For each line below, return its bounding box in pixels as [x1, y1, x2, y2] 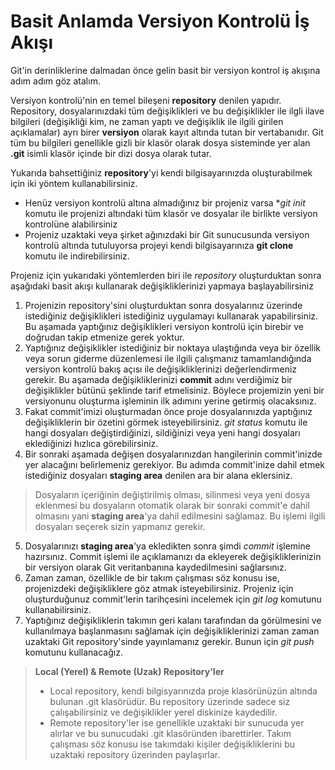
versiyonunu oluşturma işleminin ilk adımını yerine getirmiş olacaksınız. [24, 395, 317, 407]
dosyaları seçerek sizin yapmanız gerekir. [34, 520, 206, 532]
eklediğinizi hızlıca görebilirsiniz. [24, 437, 159, 449]
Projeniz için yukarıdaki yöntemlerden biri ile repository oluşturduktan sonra [10, 269, 322, 281]
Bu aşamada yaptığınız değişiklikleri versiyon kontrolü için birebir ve [24, 320, 304, 332]
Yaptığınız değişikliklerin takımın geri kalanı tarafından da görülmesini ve [24, 614, 322, 626]
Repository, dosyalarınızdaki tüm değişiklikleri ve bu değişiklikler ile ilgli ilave [10, 105, 325, 117]
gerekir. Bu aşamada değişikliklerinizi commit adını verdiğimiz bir [24, 373, 293, 385]
